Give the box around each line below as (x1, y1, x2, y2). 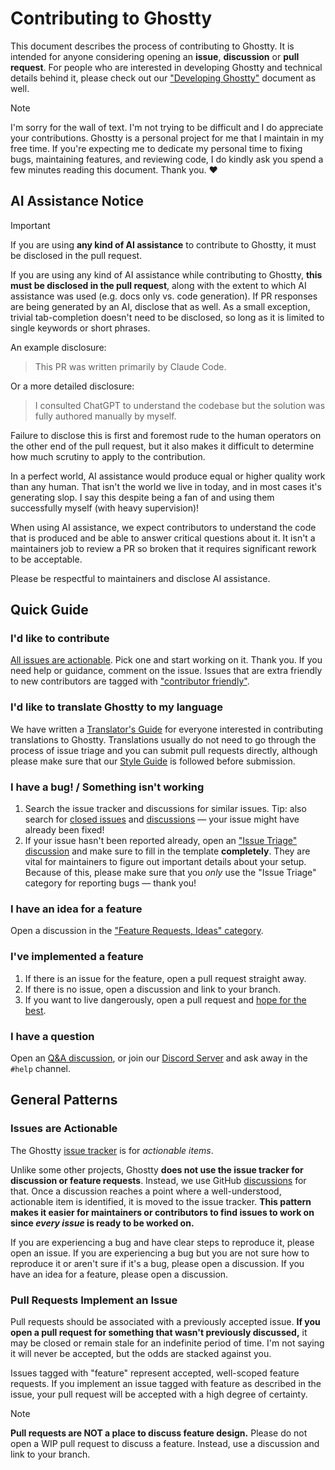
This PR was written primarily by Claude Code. (34, 360, 227, 372)
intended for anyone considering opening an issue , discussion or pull (10, 50, 300, 62)
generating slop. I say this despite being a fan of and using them (10, 491, 275, 503)
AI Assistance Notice (10, 193, 144, 210)
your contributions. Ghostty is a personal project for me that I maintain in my (10, 132, 325, 144)
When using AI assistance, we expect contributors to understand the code (10, 521, 317, 533)
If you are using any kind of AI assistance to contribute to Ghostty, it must (10, 238, 317, 251)
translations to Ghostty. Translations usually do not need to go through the (10, 733, 317, 746)
